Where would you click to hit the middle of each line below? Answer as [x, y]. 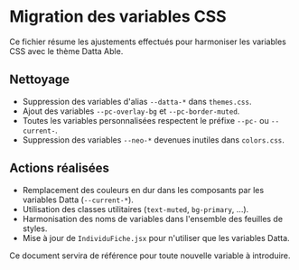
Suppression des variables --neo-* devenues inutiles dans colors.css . [153, 140]
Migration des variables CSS [118, 17]
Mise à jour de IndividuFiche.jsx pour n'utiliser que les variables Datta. [156, 237]
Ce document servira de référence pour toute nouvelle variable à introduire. [150, 256]
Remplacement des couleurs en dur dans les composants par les [143, 190]
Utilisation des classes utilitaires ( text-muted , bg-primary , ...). [135, 209]
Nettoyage [40, 80]
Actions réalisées [60, 168]
